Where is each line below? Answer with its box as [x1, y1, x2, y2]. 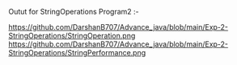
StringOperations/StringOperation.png [8, 31, 136, 40]
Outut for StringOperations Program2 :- [8, 7, 139, 16]
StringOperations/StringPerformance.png [8, 48, 146, 57]
